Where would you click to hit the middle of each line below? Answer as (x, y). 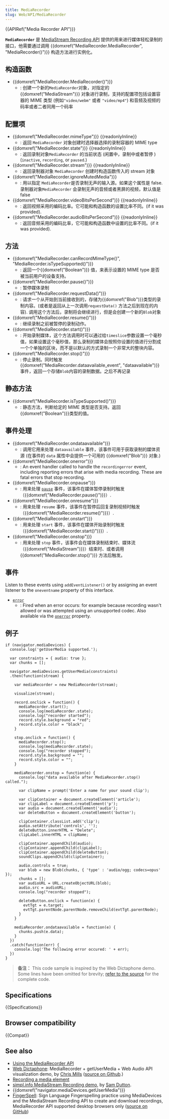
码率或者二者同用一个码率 (47, 107)
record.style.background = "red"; (55, 720)
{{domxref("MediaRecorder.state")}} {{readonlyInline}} (69, 148)
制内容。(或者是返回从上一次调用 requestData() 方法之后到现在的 (87, 305)
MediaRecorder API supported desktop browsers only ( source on (80, 1106)
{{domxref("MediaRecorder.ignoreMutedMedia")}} (65, 177)
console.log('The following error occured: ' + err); (72, 950)
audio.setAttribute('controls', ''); (58, 826)
